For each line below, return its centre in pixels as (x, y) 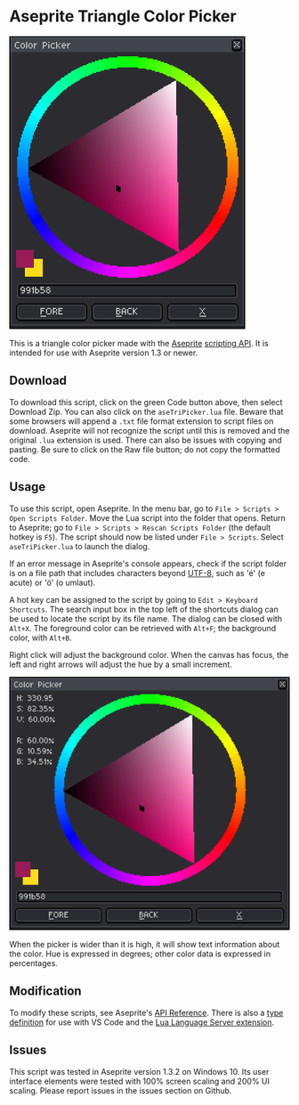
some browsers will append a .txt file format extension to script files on (141, 421)
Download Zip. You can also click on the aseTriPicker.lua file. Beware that (146, 411)
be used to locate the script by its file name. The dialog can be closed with (146, 618)
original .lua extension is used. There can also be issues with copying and (145, 440)
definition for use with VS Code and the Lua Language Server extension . (141, 1022)
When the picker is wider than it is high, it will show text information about (145, 945)
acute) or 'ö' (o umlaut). (53, 582)
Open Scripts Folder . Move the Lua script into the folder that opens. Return (148, 517)
